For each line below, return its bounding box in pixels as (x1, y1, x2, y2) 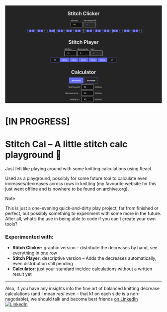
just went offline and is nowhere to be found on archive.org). (5, 186, 129, 192)
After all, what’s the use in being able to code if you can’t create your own (5, 216, 156, 222)
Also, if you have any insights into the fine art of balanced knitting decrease (5, 286, 160, 292)
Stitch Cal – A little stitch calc (5, 139, 128, 150)
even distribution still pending (12, 261, 73, 267)
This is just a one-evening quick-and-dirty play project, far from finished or (5, 205, 159, 211)
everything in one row (12, 250, 58, 256)
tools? (5, 221, 18, 227)
